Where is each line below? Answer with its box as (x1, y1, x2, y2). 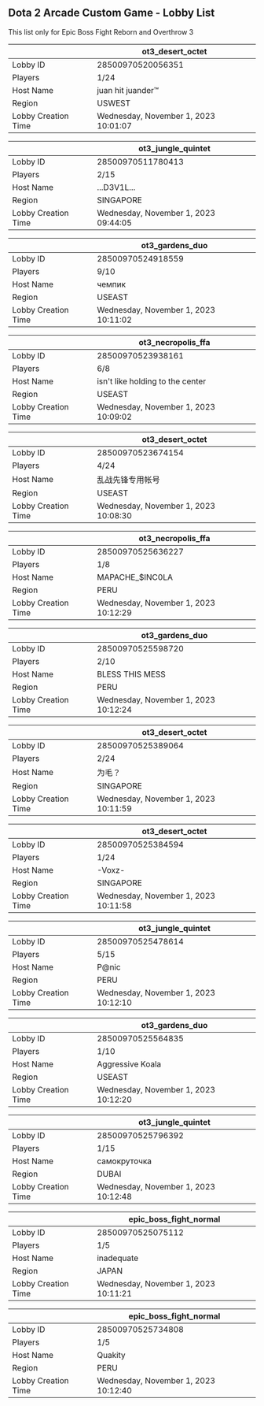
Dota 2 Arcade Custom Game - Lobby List (8, 6, 215, 20)
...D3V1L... (97, 181, 136, 192)
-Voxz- (97, 864, 126, 875)
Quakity (97, 1349, 126, 1360)
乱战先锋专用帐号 (97, 474, 160, 485)
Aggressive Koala (97, 1059, 162, 1070)
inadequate (97, 1252, 139, 1263)
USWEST (97, 98, 131, 109)
